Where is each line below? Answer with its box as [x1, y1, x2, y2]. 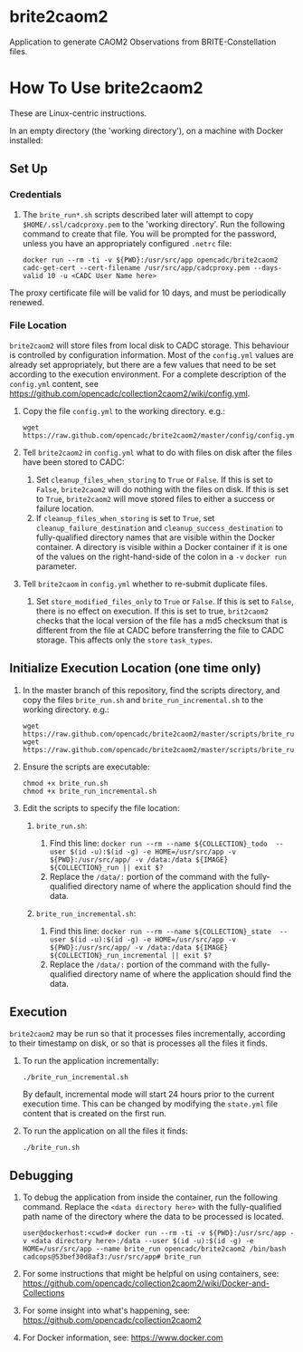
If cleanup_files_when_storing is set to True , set [35, 512, 215, 523]
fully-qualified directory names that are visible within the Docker [35, 532, 276, 543]
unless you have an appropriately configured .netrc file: [22, 237, 232, 248]
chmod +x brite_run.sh [22, 778, 109, 787]
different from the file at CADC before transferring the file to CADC [35, 624, 285, 635]
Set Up [9, 161, 48, 177]
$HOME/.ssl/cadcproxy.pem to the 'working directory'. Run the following [22, 218, 286, 229]
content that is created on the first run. [22, 1108, 167, 1119]
